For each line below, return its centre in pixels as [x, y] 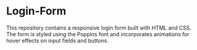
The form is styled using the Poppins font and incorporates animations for [98, 34]
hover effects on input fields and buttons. [58, 40]
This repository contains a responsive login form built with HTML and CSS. [99, 28]
